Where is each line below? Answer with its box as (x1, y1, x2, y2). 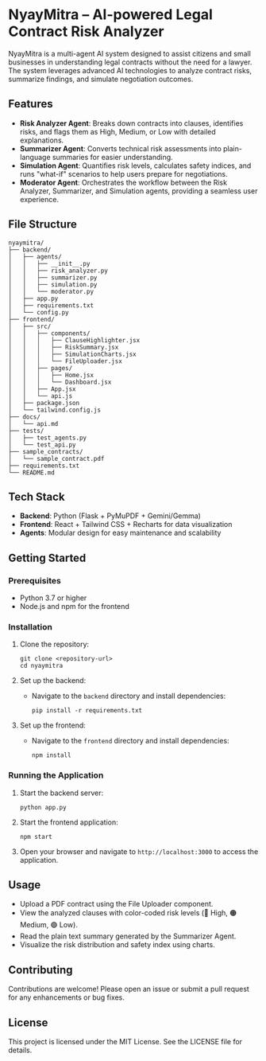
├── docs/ (8, 412, 41, 421)
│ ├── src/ (8, 322, 52, 330)
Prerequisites (8, 575, 61, 586)
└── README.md (8, 468, 56, 477)
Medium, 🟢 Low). (19, 920, 78, 930)
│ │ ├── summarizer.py (8, 273, 98, 282)
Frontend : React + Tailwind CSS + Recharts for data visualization (19, 520, 233, 529)
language (19, 152, 51, 162)
